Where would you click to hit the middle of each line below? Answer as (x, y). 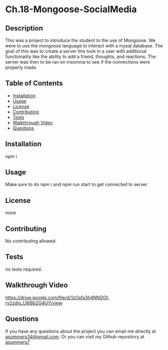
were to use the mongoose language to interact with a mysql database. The (84, 46)
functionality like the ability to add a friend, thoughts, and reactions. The (81, 56)
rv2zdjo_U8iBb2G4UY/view (34, 303)
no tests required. (24, 269)
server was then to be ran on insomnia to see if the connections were (78, 62)
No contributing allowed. (31, 241)
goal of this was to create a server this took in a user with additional (76, 51)
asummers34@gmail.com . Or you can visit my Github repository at (75, 336)
